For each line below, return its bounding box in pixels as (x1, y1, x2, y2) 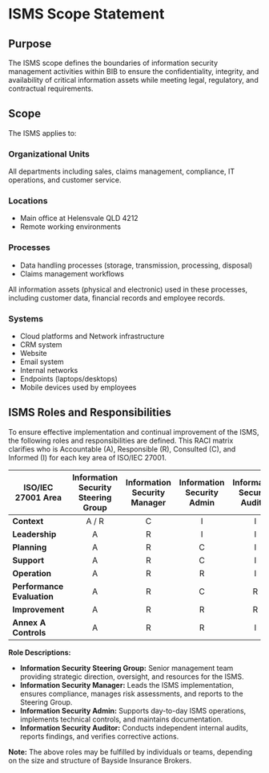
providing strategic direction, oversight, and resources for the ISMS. (19, 672, 244, 681)
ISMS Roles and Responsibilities (8, 406, 172, 419)
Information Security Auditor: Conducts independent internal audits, (19, 722, 249, 732)
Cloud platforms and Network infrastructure (19, 331, 165, 341)
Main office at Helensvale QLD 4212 (19, 214, 139, 223)
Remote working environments (19, 222, 122, 231)
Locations (8, 195, 48, 207)
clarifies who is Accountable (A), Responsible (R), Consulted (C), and (8, 444, 236, 454)
